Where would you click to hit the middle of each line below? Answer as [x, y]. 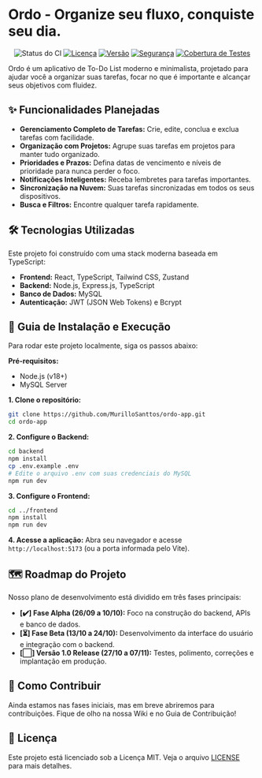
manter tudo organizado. [59, 154]
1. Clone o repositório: [44, 400]
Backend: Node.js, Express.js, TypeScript [87, 285]
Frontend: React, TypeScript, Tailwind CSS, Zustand [104, 277]
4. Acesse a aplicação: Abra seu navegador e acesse [95, 540]
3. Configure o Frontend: [49, 496]
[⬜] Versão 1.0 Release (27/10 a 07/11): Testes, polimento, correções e [137, 653]
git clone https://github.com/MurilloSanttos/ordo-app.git [107, 415]
